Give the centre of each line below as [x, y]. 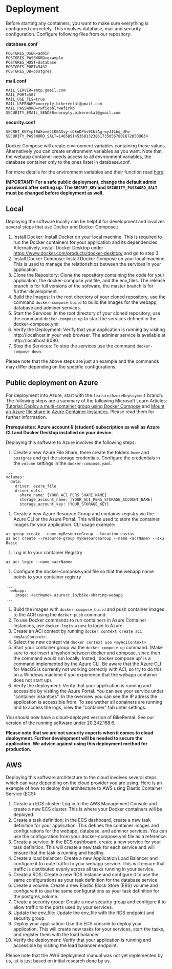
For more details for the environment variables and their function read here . [85, 172]
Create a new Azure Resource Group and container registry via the [83, 513]
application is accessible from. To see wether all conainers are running [88, 702]
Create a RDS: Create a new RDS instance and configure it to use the [86, 875]
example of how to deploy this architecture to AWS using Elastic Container [84, 788]
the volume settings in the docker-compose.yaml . [63, 463]
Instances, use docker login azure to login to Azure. [69, 625]
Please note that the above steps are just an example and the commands [82, 361]
